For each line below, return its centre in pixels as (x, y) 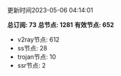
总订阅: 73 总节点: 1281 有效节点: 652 (61, 25)
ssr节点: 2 (32, 65)
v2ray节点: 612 (38, 39)
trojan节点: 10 (37, 57)
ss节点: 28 (32, 48)
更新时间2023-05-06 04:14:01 (50, 10)
